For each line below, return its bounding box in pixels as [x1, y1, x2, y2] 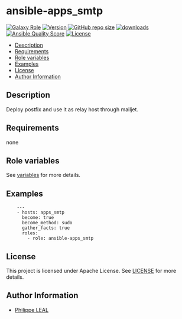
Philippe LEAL [14, 306, 49, 313]
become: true [21, 215, 54, 221]
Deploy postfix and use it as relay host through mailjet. [6, 105, 139, 113]
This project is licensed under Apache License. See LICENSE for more [6, 268, 177, 274]
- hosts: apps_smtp [17, 210, 65, 215]
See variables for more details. [6, 172, 81, 179]
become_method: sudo [21, 220, 73, 226]
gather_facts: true [21, 225, 70, 231]
